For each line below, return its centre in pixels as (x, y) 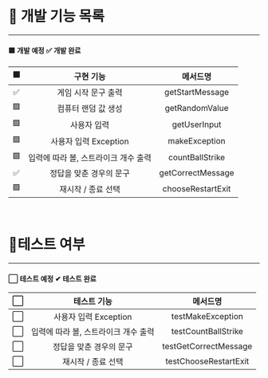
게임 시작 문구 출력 (90, 93)
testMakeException (207, 317)
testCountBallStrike (207, 332)
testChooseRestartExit (207, 361)
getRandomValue (197, 108)
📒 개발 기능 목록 (57, 16)
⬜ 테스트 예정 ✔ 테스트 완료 (53, 278)
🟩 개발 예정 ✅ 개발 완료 (45, 50)
